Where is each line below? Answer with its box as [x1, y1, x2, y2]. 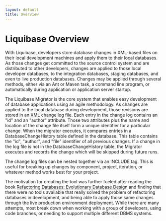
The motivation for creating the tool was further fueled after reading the [5, 179, 152, 185]
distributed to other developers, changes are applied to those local [5, 66, 142, 72]
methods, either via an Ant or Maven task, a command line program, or [5, 81, 150, 87]
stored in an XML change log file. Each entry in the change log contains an [5, 112, 158, 118]
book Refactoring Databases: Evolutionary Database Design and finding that [5, 184, 161, 190]
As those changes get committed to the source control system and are [5, 60, 150, 66]
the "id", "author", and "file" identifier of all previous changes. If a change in [5, 139, 160, 145]
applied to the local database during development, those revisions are [5, 107, 148, 113]
